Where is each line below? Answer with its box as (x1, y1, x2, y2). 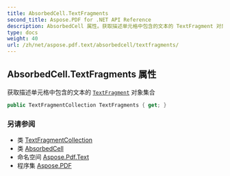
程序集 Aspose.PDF (16, 161, 72, 169)
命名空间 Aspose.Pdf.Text (16, 153, 90, 161)
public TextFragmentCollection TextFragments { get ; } (7, 102, 167, 108)
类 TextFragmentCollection (16, 136, 93, 144)
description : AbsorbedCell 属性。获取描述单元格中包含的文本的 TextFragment (7, 23, 214, 29)
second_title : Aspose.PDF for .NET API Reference (7, 16, 152, 23)
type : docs (7, 29, 38, 36)
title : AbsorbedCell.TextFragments (7, 10, 109, 17)
